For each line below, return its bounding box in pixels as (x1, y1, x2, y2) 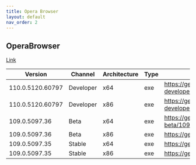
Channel (71, 71, 95, 79)
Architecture (102, 71, 139, 79)
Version (24, 71, 47, 79)
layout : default (6, 14, 45, 20)
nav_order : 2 (6, 19, 38, 25)
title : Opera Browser (6, 8, 59, 15)
